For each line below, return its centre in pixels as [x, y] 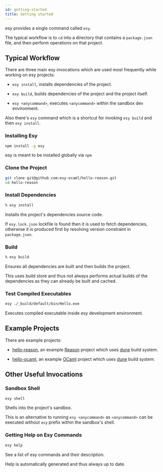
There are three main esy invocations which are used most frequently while [81, 70]
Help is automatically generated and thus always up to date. [65, 464]
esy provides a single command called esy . [48, 28]
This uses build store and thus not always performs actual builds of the [76, 276]
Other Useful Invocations [44, 375]
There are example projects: [33, 340]
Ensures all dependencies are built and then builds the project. [68, 266]
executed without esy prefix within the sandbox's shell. [60, 422]
